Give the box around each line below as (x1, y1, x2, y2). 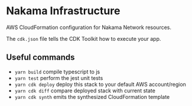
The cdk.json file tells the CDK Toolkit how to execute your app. (6, 35, 161, 42)
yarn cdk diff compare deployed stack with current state (14, 87, 155, 94)
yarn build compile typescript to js (14, 68, 100, 75)
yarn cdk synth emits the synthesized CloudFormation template (14, 93, 170, 100)
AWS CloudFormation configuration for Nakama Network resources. (6, 24, 172, 31)
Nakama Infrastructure (6, 4, 121, 18)
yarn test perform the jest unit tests (14, 74, 103, 81)
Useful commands (6, 52, 75, 63)
